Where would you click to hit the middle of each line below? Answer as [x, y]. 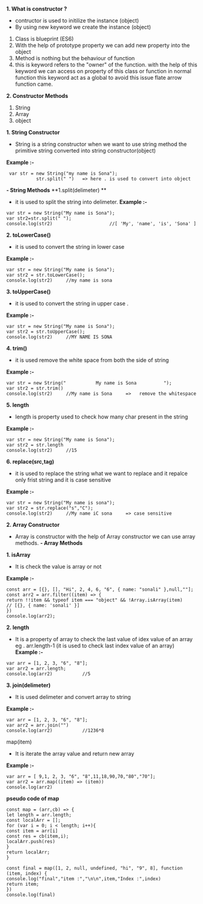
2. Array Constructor [33, 525]
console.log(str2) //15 [42, 450]
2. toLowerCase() [29, 235]
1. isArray [18, 555]
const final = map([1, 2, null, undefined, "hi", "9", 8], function [95, 868]
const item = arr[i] [32, 831]
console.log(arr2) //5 [48, 674]
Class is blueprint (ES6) [44, 39]
